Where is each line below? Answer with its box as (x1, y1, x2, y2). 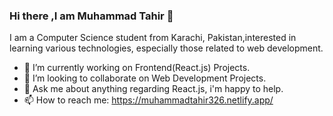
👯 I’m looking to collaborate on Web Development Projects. (23, 72, 267, 84)
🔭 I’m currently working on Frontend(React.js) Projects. (23, 62, 251, 74)
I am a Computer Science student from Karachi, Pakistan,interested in (9, 32, 297, 44)
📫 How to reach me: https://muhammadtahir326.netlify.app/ (23, 94, 274, 106)
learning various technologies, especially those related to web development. (9, 42, 324, 54)
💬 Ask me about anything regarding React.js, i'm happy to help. (23, 83, 284, 95)
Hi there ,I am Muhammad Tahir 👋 (9, 9, 174, 23)
